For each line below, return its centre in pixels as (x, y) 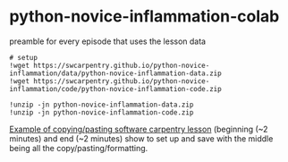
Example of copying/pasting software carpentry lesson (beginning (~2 (139, 129)
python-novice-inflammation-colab (144, 17)
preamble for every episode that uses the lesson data (108, 41)
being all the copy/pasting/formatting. (79, 148)
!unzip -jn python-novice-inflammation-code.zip (102, 112)
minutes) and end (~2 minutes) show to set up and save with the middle (141, 138)
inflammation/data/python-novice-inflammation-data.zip (115, 73)
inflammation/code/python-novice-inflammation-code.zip (115, 89)
